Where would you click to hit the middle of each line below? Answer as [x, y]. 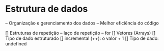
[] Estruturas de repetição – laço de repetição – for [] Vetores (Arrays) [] [80, 33]
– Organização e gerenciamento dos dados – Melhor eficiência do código [82, 23]
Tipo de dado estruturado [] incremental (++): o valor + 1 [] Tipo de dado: [82, 38]
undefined [16, 43]
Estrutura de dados [47, 9]
